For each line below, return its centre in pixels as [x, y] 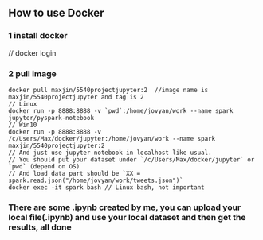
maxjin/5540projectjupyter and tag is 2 [77, 97]
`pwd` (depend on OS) [44, 166]
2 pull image [33, 73]
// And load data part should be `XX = [75, 173]
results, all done [40, 227]
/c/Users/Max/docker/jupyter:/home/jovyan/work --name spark [112, 138]
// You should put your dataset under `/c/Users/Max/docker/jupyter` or [131, 159]
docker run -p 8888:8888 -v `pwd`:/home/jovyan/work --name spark [121, 110]
